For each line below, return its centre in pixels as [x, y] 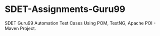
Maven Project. [20, 28]
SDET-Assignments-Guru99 [65, 9]
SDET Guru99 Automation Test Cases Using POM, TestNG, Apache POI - [80, 23]
